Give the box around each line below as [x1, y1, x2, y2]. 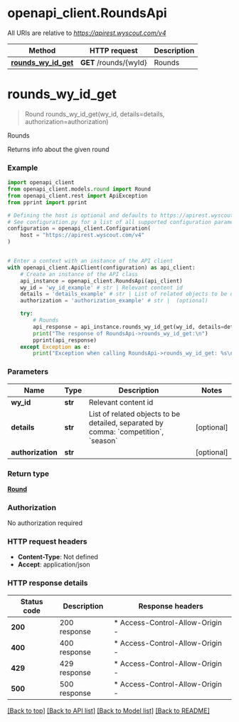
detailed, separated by [88, 417, 164, 427]
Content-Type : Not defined [17, 553, 98, 561]
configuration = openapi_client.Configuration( [7, 225, 152, 233]
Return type [7, 469, 50, 479]
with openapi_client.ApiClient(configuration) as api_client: [7, 264, 196, 271]
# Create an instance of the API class [20, 270, 139, 278]
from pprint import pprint [7, 198, 87, 206]
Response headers [138, 601, 204, 611]
